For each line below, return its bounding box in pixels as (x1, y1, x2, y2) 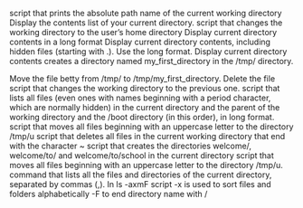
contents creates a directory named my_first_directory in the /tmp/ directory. (9, 56, 294, 66)
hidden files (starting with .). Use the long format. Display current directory (9, 46, 288, 57)
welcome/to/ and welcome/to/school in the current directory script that (9, 150, 274, 161)
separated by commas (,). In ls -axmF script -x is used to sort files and (9, 179, 271, 189)
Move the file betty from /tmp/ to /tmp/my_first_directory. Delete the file (9, 73, 276, 84)
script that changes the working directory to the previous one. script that (9, 83, 280, 93)
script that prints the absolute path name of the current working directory (9, 8, 282, 18)
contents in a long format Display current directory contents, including (9, 36, 271, 47)
